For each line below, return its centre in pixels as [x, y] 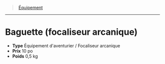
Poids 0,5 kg [25, 56]
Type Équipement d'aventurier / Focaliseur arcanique [66, 46]
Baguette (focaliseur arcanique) [71, 32]
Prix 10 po [22, 51]
